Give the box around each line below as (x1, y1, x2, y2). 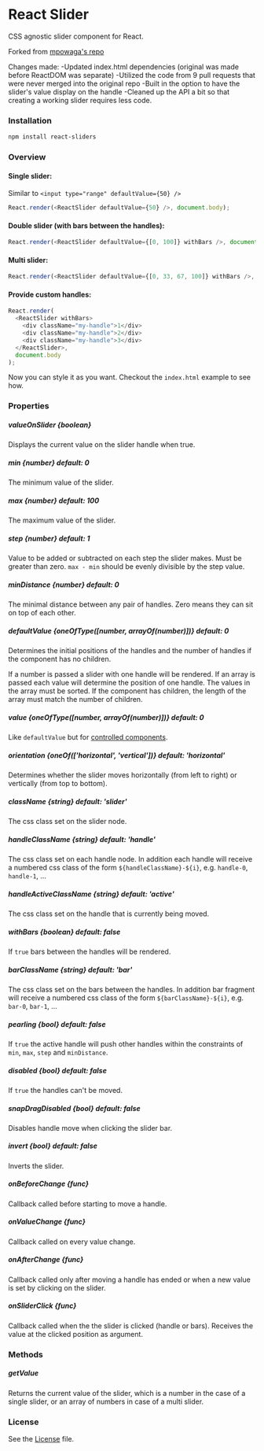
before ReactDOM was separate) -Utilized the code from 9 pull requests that (8, 70, 255, 79)
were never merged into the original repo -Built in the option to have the (8, 79, 240, 88)
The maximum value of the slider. (8, 515, 116, 525)
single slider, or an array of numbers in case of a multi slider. (8, 1397, 204, 1406)
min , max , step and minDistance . (8, 1047, 108, 1057)
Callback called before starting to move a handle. (8, 1198, 167, 1209)
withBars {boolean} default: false (8, 927, 121, 936)
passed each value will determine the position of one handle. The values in (8, 678, 251, 688)
